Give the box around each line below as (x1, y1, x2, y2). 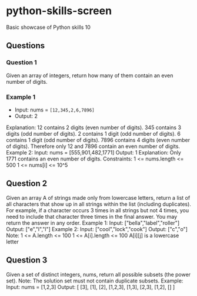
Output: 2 (14, 112, 38, 119)
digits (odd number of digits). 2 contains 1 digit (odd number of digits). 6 (6, 130, 181, 137)
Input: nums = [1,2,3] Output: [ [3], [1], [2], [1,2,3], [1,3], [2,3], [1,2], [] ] (6, 283, 175, 290)
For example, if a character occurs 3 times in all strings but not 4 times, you (6, 206, 189, 213)
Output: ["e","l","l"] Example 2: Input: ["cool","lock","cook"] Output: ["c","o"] (6, 225, 188, 232)
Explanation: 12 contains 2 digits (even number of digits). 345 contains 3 (6, 124, 181, 131)
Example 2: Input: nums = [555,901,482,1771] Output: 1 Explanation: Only (6, 149, 181, 156)
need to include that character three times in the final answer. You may (6, 213, 178, 220)
